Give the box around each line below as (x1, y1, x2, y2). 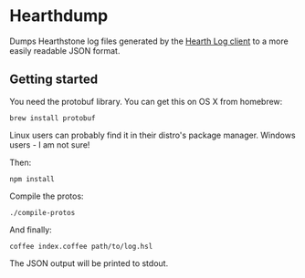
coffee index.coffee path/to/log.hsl (9, 242, 153, 251)
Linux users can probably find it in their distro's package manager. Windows (9, 129, 296, 140)
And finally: (9, 224, 52, 235)
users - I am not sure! (9, 139, 90, 150)
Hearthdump (9, 5, 109, 26)
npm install (9, 174, 55, 183)
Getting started (9, 72, 99, 88)
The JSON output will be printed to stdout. (9, 257, 169, 269)
